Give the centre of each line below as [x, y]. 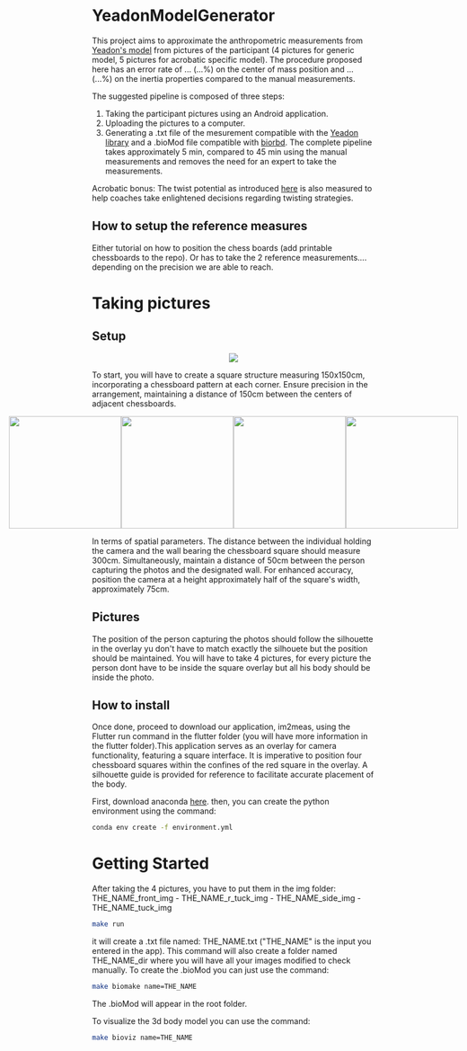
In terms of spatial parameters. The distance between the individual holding [232, 541]
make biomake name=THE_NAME [145, 987]
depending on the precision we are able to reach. [183, 267]
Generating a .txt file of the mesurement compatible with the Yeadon [232, 132]
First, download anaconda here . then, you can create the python [211, 802]
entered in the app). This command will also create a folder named [215, 951]
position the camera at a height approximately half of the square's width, [226, 579]
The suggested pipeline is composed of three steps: [188, 96]
